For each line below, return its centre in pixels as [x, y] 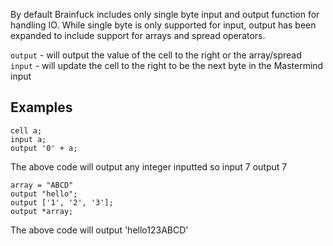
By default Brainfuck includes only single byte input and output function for [165, 14]
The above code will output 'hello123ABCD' [99, 230]
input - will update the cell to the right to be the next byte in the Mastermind [167, 65]
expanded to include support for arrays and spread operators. [138, 35]
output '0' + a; [44, 148]
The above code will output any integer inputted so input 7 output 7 [149, 166]
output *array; [42, 211]
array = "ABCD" [42, 185]
